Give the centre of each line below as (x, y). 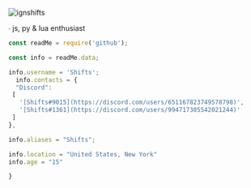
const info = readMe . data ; (54, 58)
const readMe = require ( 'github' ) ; (68, 43)
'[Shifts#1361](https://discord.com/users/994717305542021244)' (130, 110)
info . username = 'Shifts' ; (54, 72)
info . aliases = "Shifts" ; (52, 139)
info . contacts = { (47, 80)
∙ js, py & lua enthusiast (47, 28)
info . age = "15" (36, 162)
